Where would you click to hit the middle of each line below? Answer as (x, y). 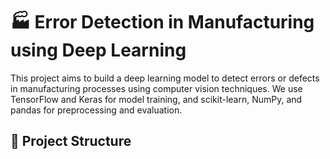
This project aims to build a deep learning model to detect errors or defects (165, 78)
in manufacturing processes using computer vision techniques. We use (156, 88)
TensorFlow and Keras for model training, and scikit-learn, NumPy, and (156, 99)
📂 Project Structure (71, 141)
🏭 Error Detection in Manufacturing (162, 22)
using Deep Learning (98, 50)
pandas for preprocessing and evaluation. (96, 110)
